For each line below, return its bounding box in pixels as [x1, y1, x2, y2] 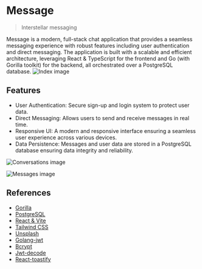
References [6, 188, 51, 198]
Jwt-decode [15, 249, 46, 256]
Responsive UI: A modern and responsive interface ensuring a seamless [15, 127, 196, 134]
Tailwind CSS [15, 223, 49, 231]
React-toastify [15, 256, 51, 263]
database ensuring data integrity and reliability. [15, 146, 134, 154]
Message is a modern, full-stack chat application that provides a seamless [6, 35, 193, 43]
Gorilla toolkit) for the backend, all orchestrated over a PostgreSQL [6, 61, 173, 69]
